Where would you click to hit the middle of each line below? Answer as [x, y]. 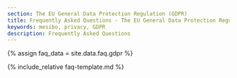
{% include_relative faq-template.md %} [66, 67]
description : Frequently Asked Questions [69, 33]
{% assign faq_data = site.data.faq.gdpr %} [70, 53]
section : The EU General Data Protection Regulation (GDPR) [98, 14]
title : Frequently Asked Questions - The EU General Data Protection [112, 20]
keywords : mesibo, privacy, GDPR [56, 27]
